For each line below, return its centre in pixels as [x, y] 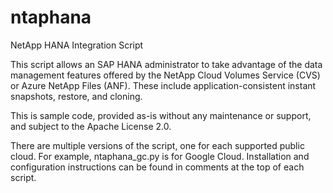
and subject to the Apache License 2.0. [91, 126]
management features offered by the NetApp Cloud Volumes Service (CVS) [165, 75]
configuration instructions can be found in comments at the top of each [157, 167]
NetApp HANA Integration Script [77, 45]
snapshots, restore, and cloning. [76, 96]
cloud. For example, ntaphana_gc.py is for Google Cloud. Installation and [160, 156]
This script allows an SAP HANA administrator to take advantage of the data [166, 64]
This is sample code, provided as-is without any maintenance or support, [161, 115]
